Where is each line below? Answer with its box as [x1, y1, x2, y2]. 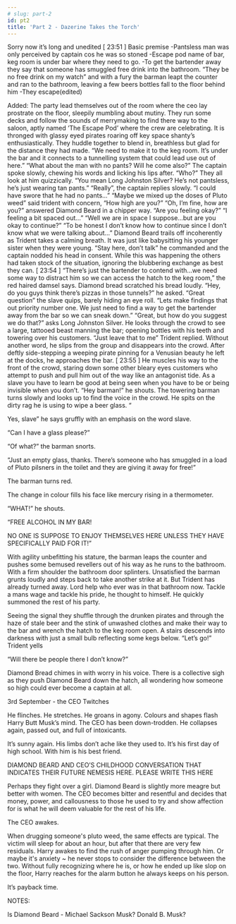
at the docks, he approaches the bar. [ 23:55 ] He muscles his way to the [7, 356, 218, 365]
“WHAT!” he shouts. [7, 504, 66, 513]
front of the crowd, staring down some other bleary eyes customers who [7, 364, 218, 372]
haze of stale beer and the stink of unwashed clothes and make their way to [7, 619, 228, 628]
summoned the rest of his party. [7, 597, 101, 607]
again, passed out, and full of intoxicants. [7, 726, 127, 734]
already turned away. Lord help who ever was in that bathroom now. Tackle [7, 583, 225, 591]
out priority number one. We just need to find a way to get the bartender [7, 304, 217, 312]
